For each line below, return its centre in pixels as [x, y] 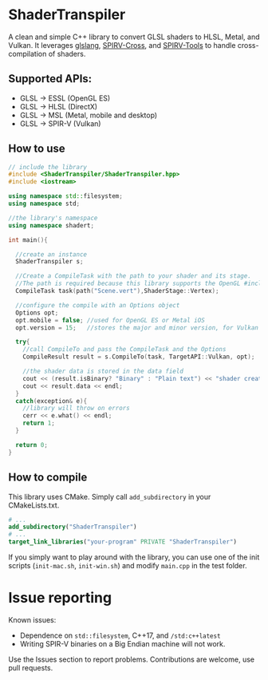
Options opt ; [37, 313]
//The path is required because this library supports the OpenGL [128, 284]
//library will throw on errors [76, 409]
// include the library [48, 167]
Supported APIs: [50, 79]
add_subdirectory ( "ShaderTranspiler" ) [73, 527]
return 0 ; [32, 445]
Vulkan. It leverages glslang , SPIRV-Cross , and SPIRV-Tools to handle [122, 45]
